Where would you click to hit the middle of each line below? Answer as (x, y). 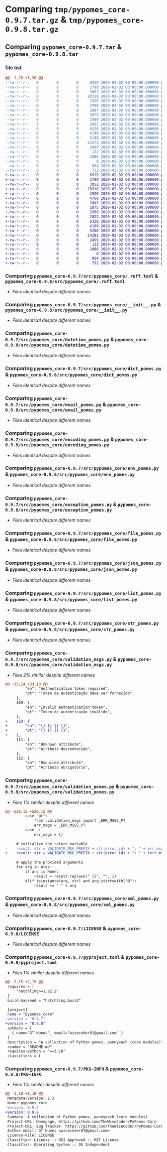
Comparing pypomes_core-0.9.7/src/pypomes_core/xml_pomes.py (82, 898)
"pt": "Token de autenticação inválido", (69, 712)
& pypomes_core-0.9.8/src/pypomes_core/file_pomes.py (71, 539)
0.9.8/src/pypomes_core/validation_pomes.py (60, 792)
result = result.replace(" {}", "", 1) (75, 876)
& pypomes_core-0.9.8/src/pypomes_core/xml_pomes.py (70, 904)
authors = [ (20, 1028)
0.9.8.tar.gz (32, 30)
